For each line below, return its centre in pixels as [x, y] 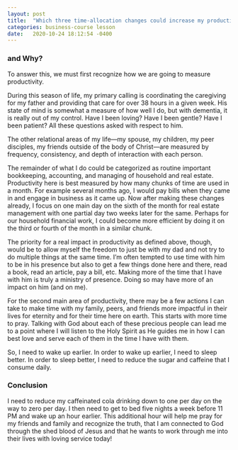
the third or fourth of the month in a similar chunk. [80, 228]
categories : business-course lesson [61, 27]
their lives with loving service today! [60, 438]
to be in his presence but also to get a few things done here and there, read [117, 264]
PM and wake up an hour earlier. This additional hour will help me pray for [115, 416]
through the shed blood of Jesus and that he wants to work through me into [118, 431]
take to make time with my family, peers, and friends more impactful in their [118, 308]
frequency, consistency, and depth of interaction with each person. [105, 154]
